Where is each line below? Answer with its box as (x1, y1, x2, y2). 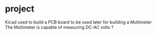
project (5, 3, 35, 14)
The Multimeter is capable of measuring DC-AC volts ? (5, 24, 114, 30)
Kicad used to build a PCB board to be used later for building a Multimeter (5, 19, 152, 25)
